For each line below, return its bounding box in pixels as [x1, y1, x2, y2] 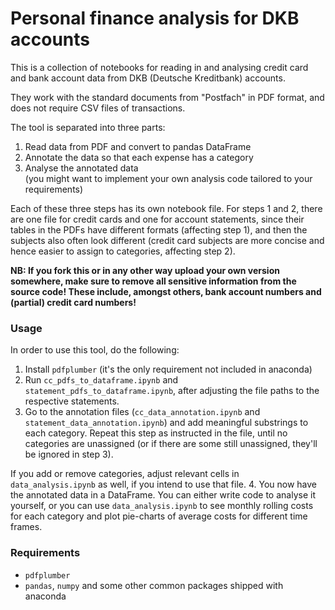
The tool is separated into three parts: [10, 121, 166, 133]
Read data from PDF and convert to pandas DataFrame [24, 140, 252, 152]
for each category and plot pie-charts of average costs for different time [10, 510, 308, 522]
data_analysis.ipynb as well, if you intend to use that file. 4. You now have [10, 478, 317, 491]
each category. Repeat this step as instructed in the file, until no [24, 427, 288, 439]
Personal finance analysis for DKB [10, 7, 300, 30]
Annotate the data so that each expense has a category [24, 151, 254, 163]
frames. [10, 521, 43, 533]
